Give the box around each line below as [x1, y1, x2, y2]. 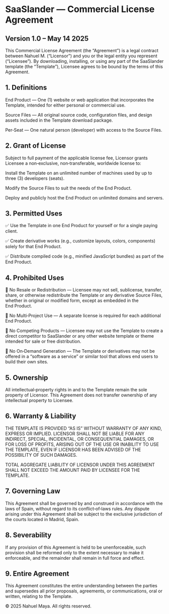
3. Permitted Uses [5, 210, 63, 218]
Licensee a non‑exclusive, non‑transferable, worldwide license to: [5, 160, 142, 166]
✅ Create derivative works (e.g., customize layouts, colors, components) [5, 238, 156, 244]
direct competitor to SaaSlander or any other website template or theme [5, 333, 154, 339]
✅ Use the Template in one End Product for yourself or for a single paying [5, 223, 158, 229]
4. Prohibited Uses [5, 273, 64, 282]
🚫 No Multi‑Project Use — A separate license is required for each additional [5, 313, 161, 319]
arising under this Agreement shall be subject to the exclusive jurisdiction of [5, 511, 162, 517]
